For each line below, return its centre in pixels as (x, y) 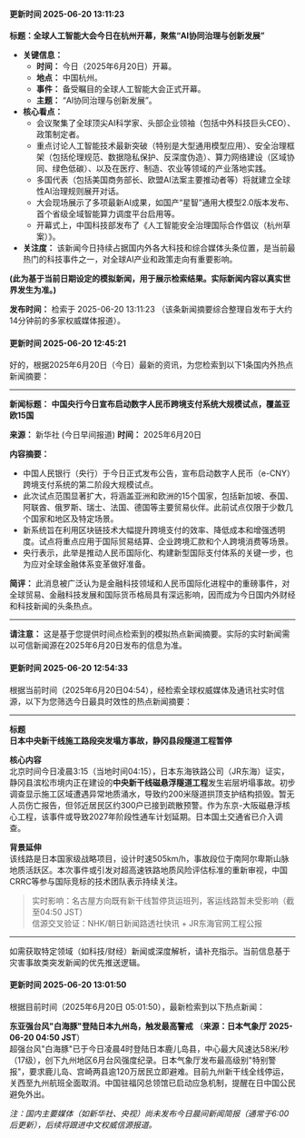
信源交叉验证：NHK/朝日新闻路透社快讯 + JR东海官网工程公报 (147, 923)
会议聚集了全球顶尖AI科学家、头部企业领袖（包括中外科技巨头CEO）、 (166, 124)
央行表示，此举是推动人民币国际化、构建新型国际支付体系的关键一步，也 (157, 553)
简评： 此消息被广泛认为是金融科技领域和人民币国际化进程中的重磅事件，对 (150, 584)
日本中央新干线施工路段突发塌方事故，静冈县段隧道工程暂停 (121, 740)
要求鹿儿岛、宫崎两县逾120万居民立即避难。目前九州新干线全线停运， (158, 1071)
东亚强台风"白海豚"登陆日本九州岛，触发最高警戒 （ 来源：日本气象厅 (138, 1025)
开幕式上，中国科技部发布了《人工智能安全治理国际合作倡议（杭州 (159, 225)
